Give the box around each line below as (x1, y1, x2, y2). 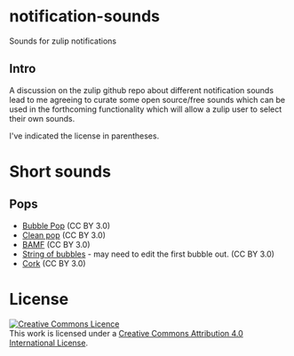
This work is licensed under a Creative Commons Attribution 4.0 (9, 328, 244, 338)
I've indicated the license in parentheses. (9, 131, 160, 141)
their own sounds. (9, 113, 75, 123)
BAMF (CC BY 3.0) (21, 239, 91, 249)
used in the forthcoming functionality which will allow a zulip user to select (9, 104, 282, 115)
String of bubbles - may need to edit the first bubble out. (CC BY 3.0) (21, 249, 275, 259)
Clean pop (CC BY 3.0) (21, 229, 107, 241)
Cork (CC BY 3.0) (21, 257, 86, 268)
